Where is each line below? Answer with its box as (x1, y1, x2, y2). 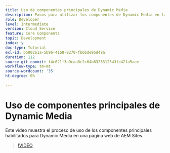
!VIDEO (17, 142, 33, 148)
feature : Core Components (5, 31, 60, 36)
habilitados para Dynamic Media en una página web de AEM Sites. (5, 132, 144, 138)
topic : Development (5, 36, 47, 41)
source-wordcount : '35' (5, 69, 56, 74)
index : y (5, 41, 24, 46)
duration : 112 (5, 54, 35, 60)
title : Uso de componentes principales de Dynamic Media (5, 7, 128, 13)
